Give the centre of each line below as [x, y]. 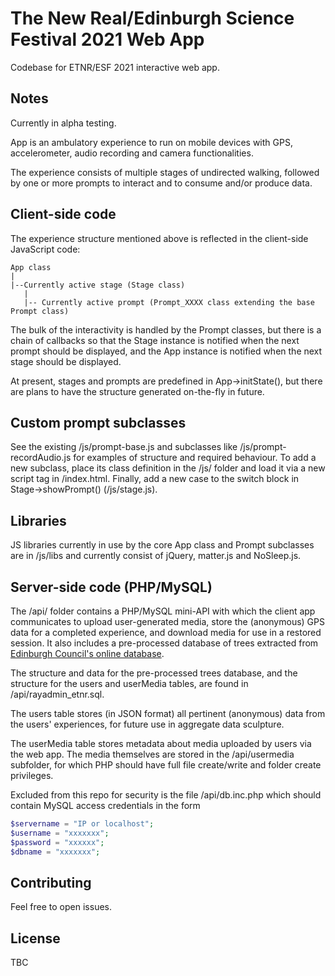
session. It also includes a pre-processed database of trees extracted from [164, 643]
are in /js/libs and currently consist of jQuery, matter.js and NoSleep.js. [156, 556]
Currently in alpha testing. [63, 123]
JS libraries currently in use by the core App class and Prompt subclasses [162, 545]
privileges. [32, 775]
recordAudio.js [41, 458]
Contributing [51, 882]
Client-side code [63, 214]
